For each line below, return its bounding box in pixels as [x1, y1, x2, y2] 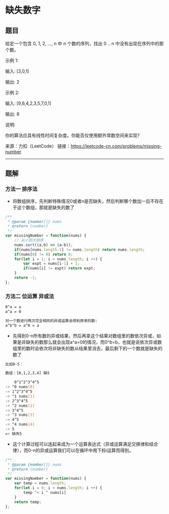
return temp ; [14, 499, 42, 504]
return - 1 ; [14, 275, 37, 280]
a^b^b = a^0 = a [5, 323, 39, 328]
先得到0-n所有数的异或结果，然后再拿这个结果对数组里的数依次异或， [12, 333, 157, 339]
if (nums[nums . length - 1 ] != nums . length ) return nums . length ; [14, 247, 145, 252]
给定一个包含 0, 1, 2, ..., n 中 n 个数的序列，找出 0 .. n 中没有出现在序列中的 [5, 41, 159, 46]
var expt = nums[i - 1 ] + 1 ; [23, 261, 80, 266]
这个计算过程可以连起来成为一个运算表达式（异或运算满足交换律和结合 [12, 441, 158, 447]
